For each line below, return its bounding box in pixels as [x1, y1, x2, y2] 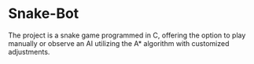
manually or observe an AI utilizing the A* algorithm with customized [8, 38, 230, 48]
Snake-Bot [8, 5, 79, 23]
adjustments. [8, 47, 50, 56]
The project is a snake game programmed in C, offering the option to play [8, 30, 246, 40]
